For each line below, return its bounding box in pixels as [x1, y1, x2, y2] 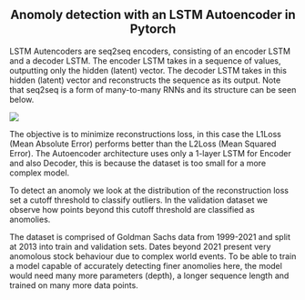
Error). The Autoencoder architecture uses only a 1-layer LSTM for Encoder [9, 147, 291, 158]
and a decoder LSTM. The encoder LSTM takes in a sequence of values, [9, 55, 281, 66]
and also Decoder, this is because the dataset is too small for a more [9, 157, 267, 168]
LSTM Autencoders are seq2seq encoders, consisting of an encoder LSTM [9, 45, 291, 56]
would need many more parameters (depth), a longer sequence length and [9, 270, 290, 281]
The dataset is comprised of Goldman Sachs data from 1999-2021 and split [9, 231, 291, 242]
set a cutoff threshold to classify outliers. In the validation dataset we [9, 195, 269, 205]
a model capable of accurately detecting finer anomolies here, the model [9, 260, 282, 271]
